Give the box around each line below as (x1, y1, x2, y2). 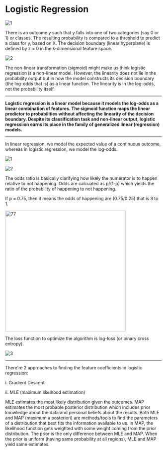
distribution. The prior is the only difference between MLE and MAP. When (5, 431, 158, 437)
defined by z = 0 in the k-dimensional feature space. (5, 45, 113, 51)
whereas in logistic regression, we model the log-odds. (5, 146, 118, 152)
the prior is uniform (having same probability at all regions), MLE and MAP (5, 436, 157, 442)
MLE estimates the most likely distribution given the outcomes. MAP (5, 399, 145, 405)
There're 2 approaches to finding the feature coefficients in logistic (5, 364, 143, 370)
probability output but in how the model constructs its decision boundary (5, 75, 154, 81)
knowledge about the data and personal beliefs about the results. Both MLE (5, 409, 160, 415)
